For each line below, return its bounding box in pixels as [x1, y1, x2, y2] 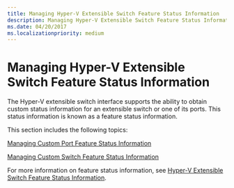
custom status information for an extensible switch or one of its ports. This [7, 105, 221, 113]
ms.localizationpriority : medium [7, 29, 104, 37]
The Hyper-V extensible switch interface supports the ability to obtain [7, 97, 208, 106]
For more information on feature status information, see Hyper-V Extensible [7, 166, 224, 175]
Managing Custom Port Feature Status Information [7, 139, 152, 148]
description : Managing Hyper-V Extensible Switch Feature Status [7, 17, 201, 24]
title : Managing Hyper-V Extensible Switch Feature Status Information [7, 10, 219, 17]
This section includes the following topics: [7, 126, 128, 134]
